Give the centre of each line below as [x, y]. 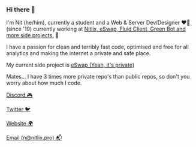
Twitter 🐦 [19, 109]
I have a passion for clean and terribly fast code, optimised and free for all [97, 47]
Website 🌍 [20, 124]
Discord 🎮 [19, 95]
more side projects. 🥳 [32, 35]
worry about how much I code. [44, 83]
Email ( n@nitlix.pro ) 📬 [34, 138]
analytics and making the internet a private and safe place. [79, 53]
